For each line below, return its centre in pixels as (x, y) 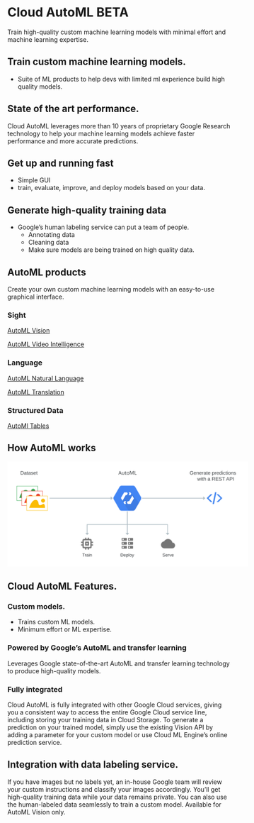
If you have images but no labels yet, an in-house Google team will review (115, 782)
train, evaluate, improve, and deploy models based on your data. (111, 188)
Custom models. (36, 607)
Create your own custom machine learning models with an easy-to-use (111, 289)
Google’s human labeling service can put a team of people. (103, 227)
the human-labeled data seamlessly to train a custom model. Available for (114, 804)
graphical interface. (36, 297)
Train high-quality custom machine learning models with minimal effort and (117, 32)
